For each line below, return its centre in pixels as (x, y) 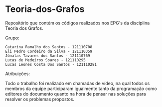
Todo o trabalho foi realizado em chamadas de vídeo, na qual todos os (78, 83)
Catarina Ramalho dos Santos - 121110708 (49, 47)
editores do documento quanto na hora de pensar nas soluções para (76, 94)
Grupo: (12, 38)
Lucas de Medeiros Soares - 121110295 (45, 60)
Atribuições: (17, 74)
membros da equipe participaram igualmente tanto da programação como (81, 89)
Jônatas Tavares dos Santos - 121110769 (48, 56)
